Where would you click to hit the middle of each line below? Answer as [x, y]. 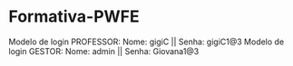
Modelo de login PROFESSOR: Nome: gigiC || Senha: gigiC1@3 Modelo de [146, 42]
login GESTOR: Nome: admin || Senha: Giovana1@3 [104, 51]
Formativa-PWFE [74, 17]
